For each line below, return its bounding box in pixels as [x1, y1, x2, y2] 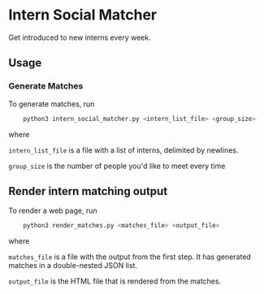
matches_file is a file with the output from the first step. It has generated [8, 252, 252, 262]
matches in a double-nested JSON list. [8, 261, 138, 270]
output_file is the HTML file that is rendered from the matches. [8, 276, 222, 286]
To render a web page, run [8, 205, 97, 216]
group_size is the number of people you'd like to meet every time [8, 161, 226, 171]
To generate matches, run [8, 99, 95, 109]
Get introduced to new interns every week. [8, 32, 152, 42]
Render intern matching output [8, 184, 168, 198]
